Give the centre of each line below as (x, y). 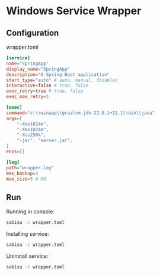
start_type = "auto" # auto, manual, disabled (62, 80)
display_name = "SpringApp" (38, 69)
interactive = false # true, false (47, 86)
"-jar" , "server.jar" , (45, 141)
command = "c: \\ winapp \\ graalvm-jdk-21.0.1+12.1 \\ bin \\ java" (81, 113)
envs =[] (16, 151)
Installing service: (28, 234)
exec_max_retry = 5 (28, 97)
